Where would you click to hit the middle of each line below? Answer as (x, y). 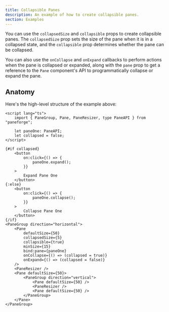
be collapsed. (19, 50)
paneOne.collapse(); (54, 198)
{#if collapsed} (22, 149)
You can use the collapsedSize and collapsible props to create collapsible (83, 34)
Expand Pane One (40, 176)
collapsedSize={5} (43, 238)
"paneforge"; (19, 122)
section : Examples (25, 19)
